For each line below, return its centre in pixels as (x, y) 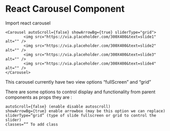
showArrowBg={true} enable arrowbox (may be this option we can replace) (86, 111)
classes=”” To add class (32, 124)
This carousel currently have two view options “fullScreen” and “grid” (78, 82)
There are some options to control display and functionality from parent (80, 92)
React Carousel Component (65, 9)
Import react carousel (28, 23)
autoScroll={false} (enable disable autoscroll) (58, 107)
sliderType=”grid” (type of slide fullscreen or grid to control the (81, 115)
